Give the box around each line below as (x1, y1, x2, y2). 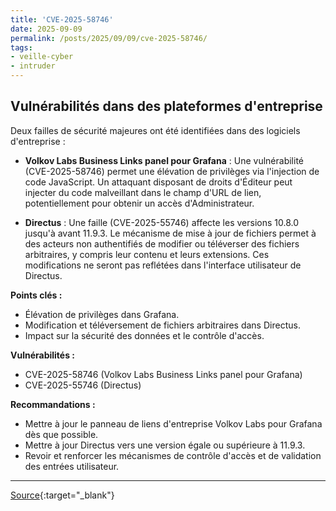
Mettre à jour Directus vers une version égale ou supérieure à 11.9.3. (24, 439, 306, 451)
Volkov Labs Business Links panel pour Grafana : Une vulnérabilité (24, 154, 304, 166)
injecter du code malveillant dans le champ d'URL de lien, (24, 186, 262, 198)
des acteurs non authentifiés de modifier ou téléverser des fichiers (24, 237, 300, 250)
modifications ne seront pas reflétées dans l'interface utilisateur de (24, 259, 302, 271)
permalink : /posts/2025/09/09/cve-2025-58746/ (10, 33, 208, 43)
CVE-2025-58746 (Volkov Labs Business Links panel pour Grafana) (24, 368, 303, 380)
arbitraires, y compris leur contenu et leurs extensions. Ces (24, 248, 270, 260)
